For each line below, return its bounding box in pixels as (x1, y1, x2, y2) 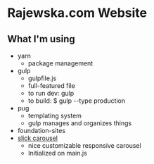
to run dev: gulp (27, 89, 75, 97)
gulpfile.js (27, 74, 57, 82)
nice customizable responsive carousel (27, 141, 142, 149)
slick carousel (17, 134, 58, 142)
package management (27, 59, 94, 68)
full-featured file (27, 82, 75, 89)
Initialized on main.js (27, 149, 88, 157)
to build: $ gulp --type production (27, 96, 125, 105)
